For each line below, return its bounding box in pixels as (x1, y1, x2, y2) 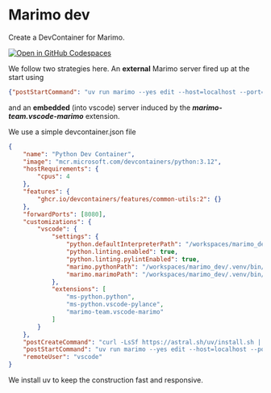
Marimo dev (8, 6, 90, 24)
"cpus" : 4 (37, 172, 70, 181)
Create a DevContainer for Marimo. (8, 32, 125, 42)
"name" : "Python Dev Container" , (23, 150, 135, 158)
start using (8, 72, 44, 82)
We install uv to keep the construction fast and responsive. (8, 375, 204, 385)
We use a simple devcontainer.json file (8, 127, 136, 137)
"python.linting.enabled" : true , (65, 248, 179, 256)
